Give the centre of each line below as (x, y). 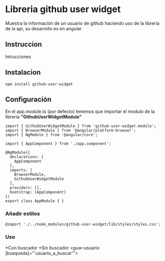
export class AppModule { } (35, 201)
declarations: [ (27, 157)
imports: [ (21, 170)
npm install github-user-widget (39, 84)
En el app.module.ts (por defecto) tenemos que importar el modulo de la (80, 111)
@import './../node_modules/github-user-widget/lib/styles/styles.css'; (83, 224)
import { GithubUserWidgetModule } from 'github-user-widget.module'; (81, 126)
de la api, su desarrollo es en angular (44, 28)
